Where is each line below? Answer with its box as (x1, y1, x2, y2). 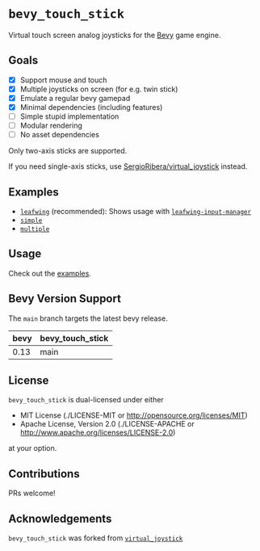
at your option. (8, 444, 57, 453)
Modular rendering (19, 120, 82, 131)
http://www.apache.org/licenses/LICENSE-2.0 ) (19, 427, 176, 438)
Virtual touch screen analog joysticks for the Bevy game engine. (8, 30, 221, 40)
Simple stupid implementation (19, 111, 120, 121)
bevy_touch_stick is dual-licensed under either (8, 395, 164, 405)
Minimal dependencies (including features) (19, 102, 163, 111)
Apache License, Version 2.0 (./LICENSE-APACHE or (19, 419, 195, 429)
